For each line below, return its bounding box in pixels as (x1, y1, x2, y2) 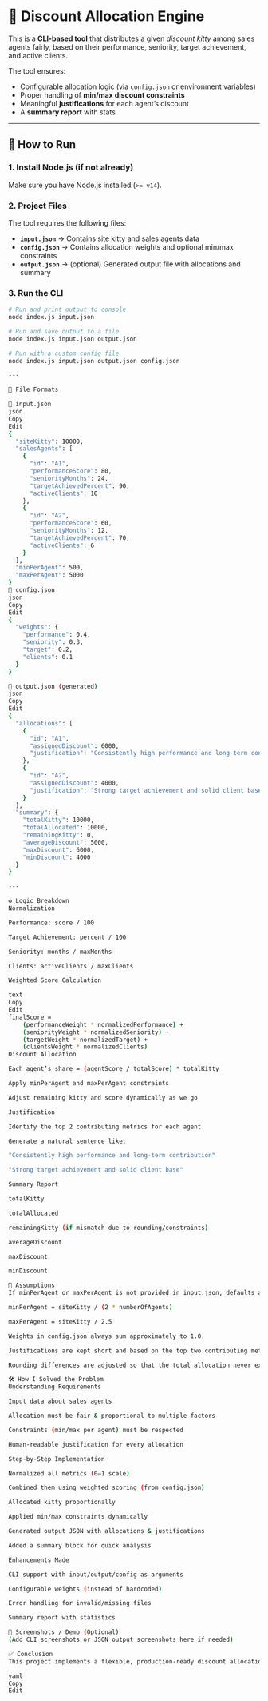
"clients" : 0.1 (22, 653, 73, 661)
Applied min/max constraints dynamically (8, 1513, 148, 1521)
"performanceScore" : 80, (29, 467, 112, 475)
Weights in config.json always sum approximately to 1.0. (8, 1332, 205, 1340)
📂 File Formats (8, 385, 59, 394)
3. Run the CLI (8, 287, 64, 298)
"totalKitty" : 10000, (22, 816, 94, 825)
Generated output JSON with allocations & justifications (8, 1527, 205, 1535)
